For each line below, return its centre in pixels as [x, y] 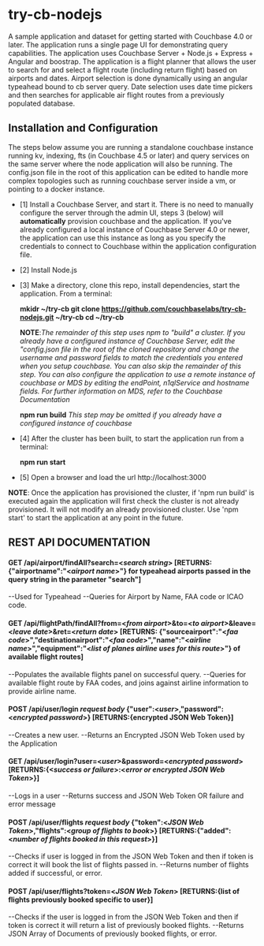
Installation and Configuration [83, 128]
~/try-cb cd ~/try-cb [89, 317]
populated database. [42, 103]
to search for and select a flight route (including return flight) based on [123, 69]
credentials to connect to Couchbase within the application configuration [138, 246]
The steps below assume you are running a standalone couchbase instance [131, 147]
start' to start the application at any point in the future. [96, 517]
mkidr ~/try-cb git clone [59, 308]
